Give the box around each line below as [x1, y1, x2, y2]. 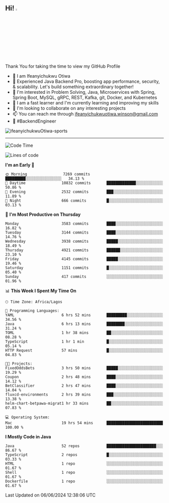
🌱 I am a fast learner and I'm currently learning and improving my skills [12, 99, 159, 105]
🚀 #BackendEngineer [12, 118, 56, 124]
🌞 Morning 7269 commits [5, 172, 91, 177]
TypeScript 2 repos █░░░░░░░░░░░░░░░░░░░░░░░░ [5, 452, 163, 457]
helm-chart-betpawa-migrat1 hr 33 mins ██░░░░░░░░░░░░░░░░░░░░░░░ [5, 401, 163, 406]
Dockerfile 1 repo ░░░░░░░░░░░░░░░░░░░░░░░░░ [5, 479, 163, 484]
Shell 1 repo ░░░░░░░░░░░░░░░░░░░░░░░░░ [5, 470, 163, 475]
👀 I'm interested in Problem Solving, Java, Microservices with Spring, [12, 89, 156, 95]
